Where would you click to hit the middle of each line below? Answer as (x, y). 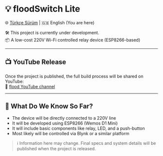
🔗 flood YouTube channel (30, 86)
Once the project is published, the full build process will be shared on (74, 76)
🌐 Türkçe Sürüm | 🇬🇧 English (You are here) (50, 22)
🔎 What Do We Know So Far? (49, 106)
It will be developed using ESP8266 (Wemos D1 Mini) (65, 123)
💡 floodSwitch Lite (43, 9)
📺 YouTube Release (36, 62)
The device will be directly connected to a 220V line (64, 118)
